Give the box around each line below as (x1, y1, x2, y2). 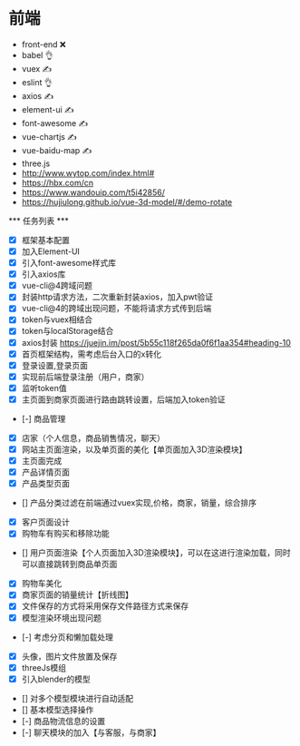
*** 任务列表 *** (8, 215, 69, 226)
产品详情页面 (21, 466, 70, 477)
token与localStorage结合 (21, 326, 114, 337)
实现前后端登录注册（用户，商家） (21, 371, 150, 382)
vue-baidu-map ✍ (21, 144, 92, 155)
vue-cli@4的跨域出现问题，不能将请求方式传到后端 (21, 303, 212, 314)
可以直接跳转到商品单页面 (21, 559, 118, 570)
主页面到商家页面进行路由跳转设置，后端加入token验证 (21, 394, 226, 405)
